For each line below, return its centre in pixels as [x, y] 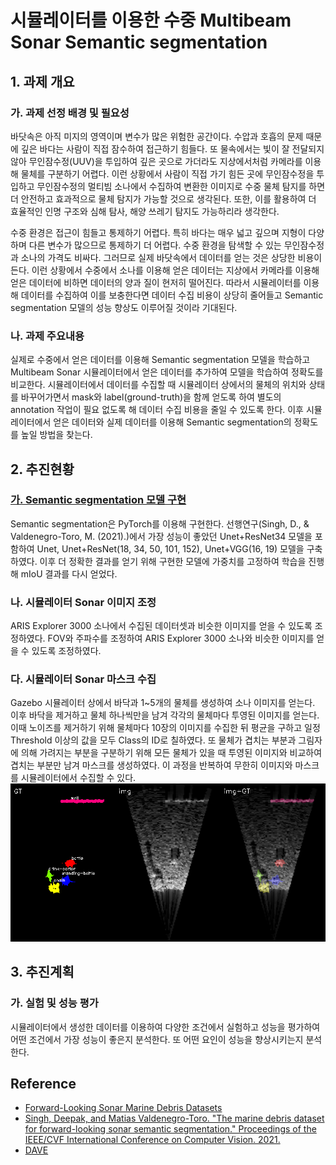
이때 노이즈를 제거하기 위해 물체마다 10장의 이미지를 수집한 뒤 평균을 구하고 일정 [165, 728]
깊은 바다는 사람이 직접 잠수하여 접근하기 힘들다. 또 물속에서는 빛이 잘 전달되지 [172, 148]
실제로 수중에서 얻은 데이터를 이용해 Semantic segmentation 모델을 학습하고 [160, 360]
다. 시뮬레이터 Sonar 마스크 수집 [83, 679]
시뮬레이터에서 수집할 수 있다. [78, 778]
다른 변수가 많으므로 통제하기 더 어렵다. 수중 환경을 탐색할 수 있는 [155, 245]
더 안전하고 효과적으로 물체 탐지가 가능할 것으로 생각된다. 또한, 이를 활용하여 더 [163, 198]
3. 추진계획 [42, 972]
